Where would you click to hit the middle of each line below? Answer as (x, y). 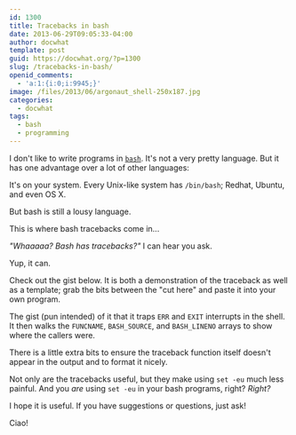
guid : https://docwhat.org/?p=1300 (75, 59)
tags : (19, 116)
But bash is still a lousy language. (70, 211)
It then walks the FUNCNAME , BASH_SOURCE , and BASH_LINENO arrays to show (141, 326)
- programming (43, 133)
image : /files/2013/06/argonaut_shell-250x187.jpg (105, 91)
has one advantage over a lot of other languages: (99, 167)
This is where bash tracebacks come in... (84, 228)
